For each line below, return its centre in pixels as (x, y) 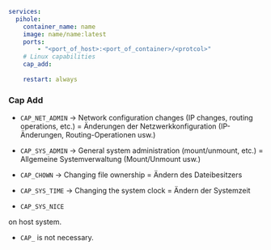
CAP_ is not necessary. (57, 238)
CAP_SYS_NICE (42, 207)
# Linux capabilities (59, 57)
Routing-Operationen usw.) (111, 135)
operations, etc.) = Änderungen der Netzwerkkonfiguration (118, 126)
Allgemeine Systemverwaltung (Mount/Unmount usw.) (110, 159)
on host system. (35, 222)
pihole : (29, 19)
